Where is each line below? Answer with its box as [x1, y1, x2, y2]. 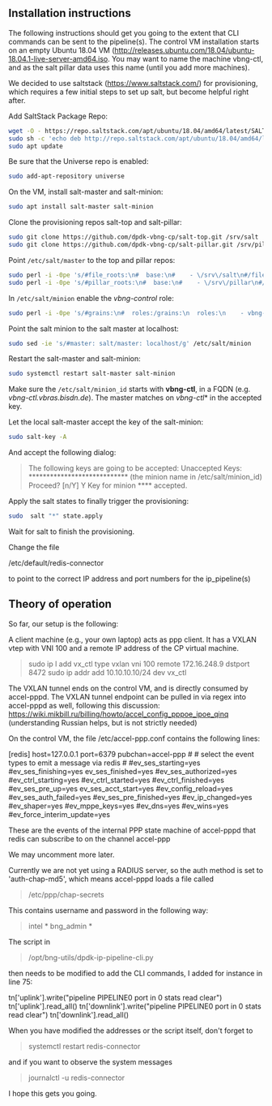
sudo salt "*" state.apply [8, 512, 104, 520]
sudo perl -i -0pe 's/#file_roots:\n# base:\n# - [8, 271, 194, 279]
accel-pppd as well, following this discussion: [8, 700, 160, 710]
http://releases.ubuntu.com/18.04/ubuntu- [114, 45, 255, 55]
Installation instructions [8, 6, 131, 20]
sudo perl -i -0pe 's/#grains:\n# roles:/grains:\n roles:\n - [8, 308, 244, 317]
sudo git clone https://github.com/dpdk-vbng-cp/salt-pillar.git [8, 241, 233, 249]
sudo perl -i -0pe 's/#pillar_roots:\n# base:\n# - [8, 278, 201, 286]
